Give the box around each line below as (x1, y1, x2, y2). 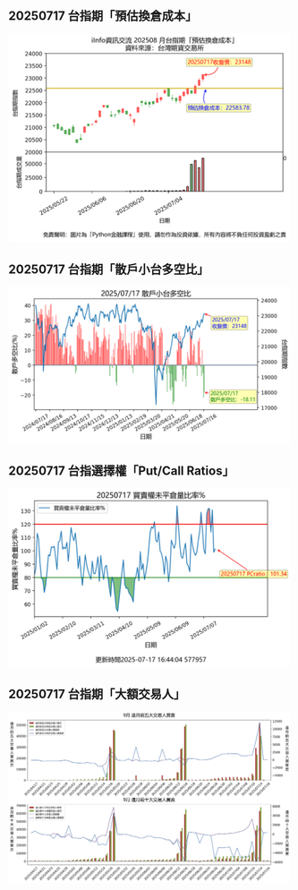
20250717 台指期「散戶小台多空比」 (8, 261, 209, 277)
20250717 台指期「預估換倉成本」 (8, 8, 198, 24)
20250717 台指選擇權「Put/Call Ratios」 (8, 464, 234, 479)
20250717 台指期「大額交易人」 (8, 687, 185, 702)
